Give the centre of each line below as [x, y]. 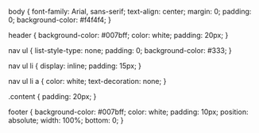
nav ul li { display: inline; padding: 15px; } [75, 66]
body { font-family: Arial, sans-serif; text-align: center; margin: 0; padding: [130, 11]
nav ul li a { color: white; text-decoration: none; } [87, 81]
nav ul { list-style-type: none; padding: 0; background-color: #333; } [120, 50]
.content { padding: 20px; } [52, 97]
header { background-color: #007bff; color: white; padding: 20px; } [118, 35]
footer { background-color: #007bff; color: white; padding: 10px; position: [128, 112]
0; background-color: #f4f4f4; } [60, 20]
